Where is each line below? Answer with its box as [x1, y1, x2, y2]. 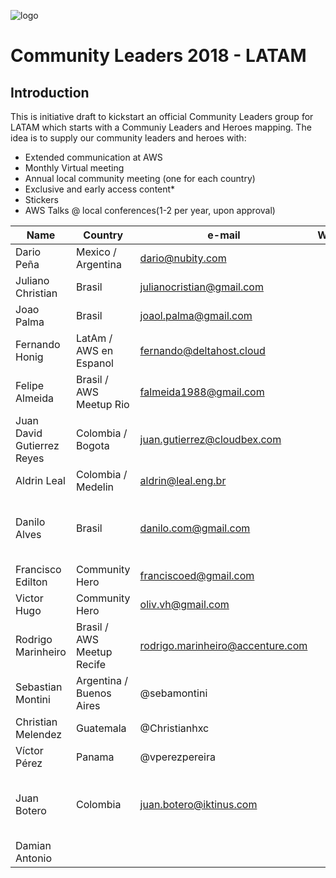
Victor [15, 591, 44, 605]
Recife [75, 658, 107, 671]
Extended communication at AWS [24, 151, 163, 163]
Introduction [10, 84, 90, 101]
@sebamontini [139, 686, 208, 700]
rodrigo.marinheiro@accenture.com [139, 639, 308, 652]
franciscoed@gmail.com [139, 569, 255, 582]
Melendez [15, 728, 63, 741]
